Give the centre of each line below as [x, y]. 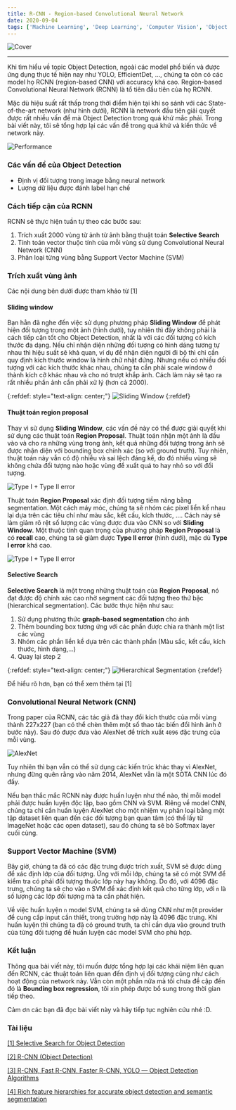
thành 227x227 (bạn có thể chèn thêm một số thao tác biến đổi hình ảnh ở [114, 725]
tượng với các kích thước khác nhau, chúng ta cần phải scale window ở [110, 367]
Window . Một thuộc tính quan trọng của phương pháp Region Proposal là [114, 530]
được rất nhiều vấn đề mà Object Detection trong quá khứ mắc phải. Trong [115, 118]
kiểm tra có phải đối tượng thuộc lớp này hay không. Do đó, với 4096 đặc [113, 881]
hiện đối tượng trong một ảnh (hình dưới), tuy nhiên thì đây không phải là [112, 330]
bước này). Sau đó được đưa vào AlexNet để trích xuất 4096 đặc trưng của [114, 732]
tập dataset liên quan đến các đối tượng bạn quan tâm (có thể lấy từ [105, 818]
